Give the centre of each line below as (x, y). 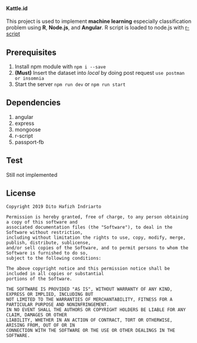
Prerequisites (31, 52)
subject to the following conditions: (54, 258)
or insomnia (29, 79)
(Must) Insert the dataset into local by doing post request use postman (99, 73)
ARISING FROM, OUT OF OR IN (41, 325)
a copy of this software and (42, 222)
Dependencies (33, 103)
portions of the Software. (39, 279)
